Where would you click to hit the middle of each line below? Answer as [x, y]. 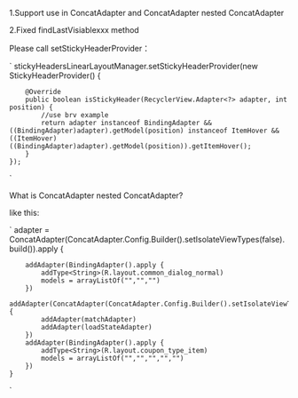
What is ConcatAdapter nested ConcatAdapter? [96, 195]
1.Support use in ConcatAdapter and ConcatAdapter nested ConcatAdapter [147, 13]
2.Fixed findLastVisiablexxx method [74, 30]
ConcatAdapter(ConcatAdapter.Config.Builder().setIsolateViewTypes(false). [147, 239]
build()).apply [34, 249]
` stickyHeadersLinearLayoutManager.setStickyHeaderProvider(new [134, 66]
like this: [24, 213]
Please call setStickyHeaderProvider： [80, 48]
